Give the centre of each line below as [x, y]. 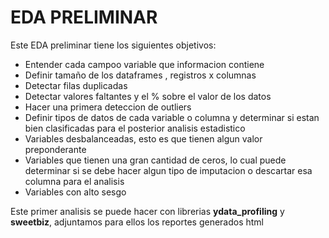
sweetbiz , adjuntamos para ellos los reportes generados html [137, 222]
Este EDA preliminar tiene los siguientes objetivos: [113, 45]
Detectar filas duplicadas [76, 85]
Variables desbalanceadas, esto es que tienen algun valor [143, 138]
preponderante [55, 149]
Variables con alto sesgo [75, 192]
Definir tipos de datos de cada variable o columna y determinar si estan [172, 117]
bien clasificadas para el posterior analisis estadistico [135, 128]
